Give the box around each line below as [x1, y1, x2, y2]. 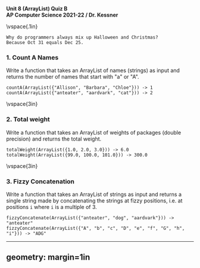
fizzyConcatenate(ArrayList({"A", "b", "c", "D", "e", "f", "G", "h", [6, 225, 185, 231]
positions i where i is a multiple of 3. [6, 203, 97, 210]
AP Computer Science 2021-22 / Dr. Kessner [6, 11, 118, 18]
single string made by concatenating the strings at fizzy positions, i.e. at [6, 197, 183, 204]
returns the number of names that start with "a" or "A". [6, 73, 139, 80]
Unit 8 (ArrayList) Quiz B [6, 5, 68, 12]
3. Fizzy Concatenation [6, 177, 75, 185]
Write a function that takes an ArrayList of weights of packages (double [6, 129, 182, 136]
